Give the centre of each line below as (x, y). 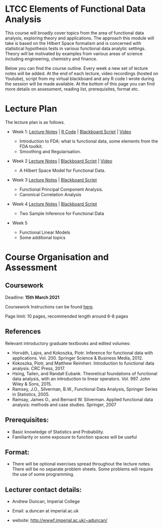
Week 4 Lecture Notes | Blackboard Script (54, 204)
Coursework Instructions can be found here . (50, 306)
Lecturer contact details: (43, 490)
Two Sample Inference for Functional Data (62, 213)
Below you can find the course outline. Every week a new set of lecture (77, 68)
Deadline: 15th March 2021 (32, 297)
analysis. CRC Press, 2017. (39, 368)
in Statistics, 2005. (31, 394)
